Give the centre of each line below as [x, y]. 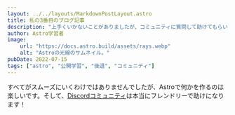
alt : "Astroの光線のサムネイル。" [65, 53]
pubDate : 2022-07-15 [38, 60]
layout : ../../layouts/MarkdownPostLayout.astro [80, 14]
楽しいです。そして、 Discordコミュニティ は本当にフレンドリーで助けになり [116, 95]
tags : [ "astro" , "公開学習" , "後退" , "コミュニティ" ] [81, 66]
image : [17, 40]
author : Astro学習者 [36, 33]
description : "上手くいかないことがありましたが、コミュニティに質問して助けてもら [115, 27]
